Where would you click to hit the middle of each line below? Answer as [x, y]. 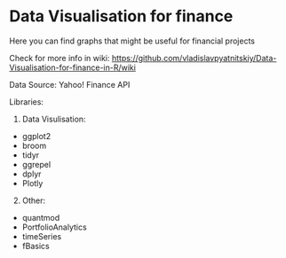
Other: [34, 200]
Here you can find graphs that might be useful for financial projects [132, 41]
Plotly [32, 183]
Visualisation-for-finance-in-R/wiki [72, 67]
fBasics [36, 246]
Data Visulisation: [54, 119]
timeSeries [42, 236]
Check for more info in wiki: [60, 58]
